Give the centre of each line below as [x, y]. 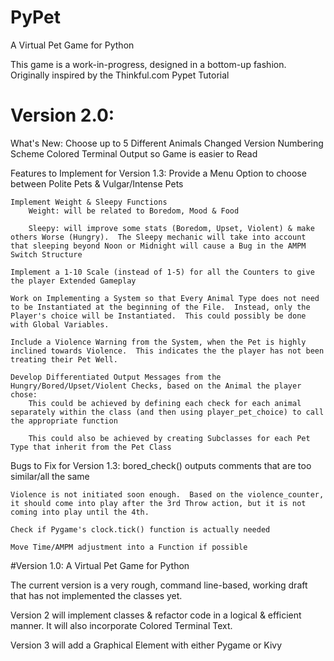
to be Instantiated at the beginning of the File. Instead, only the [160, 307]
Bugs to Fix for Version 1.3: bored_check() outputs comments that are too [161, 465]
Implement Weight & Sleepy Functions [89, 202]
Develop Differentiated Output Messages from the [116, 377]
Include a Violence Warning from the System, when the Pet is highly [158, 342]
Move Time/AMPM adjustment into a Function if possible [129, 547]
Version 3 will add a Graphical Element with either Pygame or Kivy [146, 645]
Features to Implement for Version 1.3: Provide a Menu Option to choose [158, 173]
